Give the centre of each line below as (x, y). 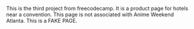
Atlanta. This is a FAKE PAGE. (42, 21)
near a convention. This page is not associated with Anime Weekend (90, 14)
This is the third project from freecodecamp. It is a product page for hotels (97, 8)
